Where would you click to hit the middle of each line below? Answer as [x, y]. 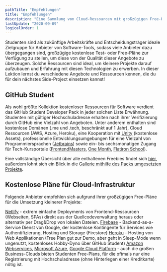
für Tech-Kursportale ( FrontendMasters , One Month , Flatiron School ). [76, 149]
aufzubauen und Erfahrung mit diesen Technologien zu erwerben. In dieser [82, 69]
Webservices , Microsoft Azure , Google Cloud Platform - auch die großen [80, 248]
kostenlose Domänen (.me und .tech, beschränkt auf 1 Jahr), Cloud [74, 128]
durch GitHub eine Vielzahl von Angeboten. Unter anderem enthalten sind [81, 123]
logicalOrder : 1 [22, 28]
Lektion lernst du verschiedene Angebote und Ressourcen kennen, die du [81, 74]
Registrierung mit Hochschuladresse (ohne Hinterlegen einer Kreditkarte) [80, 259]
